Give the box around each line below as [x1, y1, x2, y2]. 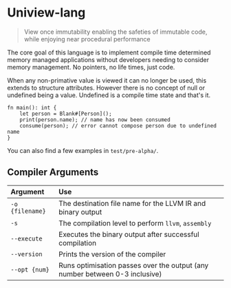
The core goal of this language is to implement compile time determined [7, 48, 211, 56]
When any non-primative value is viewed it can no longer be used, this [7, 76, 207, 84]
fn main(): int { [7, 104, 57, 111]
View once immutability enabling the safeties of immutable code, [23, 28, 208, 36]
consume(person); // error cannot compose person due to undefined [19, 122, 217, 129]
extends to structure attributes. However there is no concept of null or [7, 83, 205, 92]
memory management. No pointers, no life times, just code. [7, 63, 175, 71]
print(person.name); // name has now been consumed [19, 116, 170, 123]
